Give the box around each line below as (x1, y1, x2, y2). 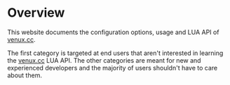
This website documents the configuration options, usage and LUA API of (7, 28, 219, 36)
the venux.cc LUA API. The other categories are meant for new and (7, 56, 201, 64)
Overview (7, 5, 65, 21)
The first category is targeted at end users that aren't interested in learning (7, 49, 224, 57)
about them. (7, 71, 42, 79)
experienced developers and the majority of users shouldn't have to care (7, 63, 218, 72)
